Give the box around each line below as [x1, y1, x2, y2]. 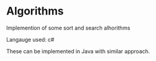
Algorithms [6, 4, 64, 18]
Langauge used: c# [6, 36, 54, 43]
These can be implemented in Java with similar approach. [6, 47, 150, 55]
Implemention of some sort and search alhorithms [6, 24, 131, 31]
